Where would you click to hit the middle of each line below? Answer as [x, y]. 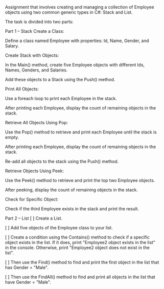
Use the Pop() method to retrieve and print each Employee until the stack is [81, 132]
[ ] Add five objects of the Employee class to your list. [59, 228]
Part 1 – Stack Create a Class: [35, 31]
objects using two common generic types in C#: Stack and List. [69, 12]
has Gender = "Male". [27, 267]
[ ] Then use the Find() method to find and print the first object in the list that [82, 262]
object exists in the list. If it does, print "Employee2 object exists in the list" [80, 242]
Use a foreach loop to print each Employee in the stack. [61, 98]
